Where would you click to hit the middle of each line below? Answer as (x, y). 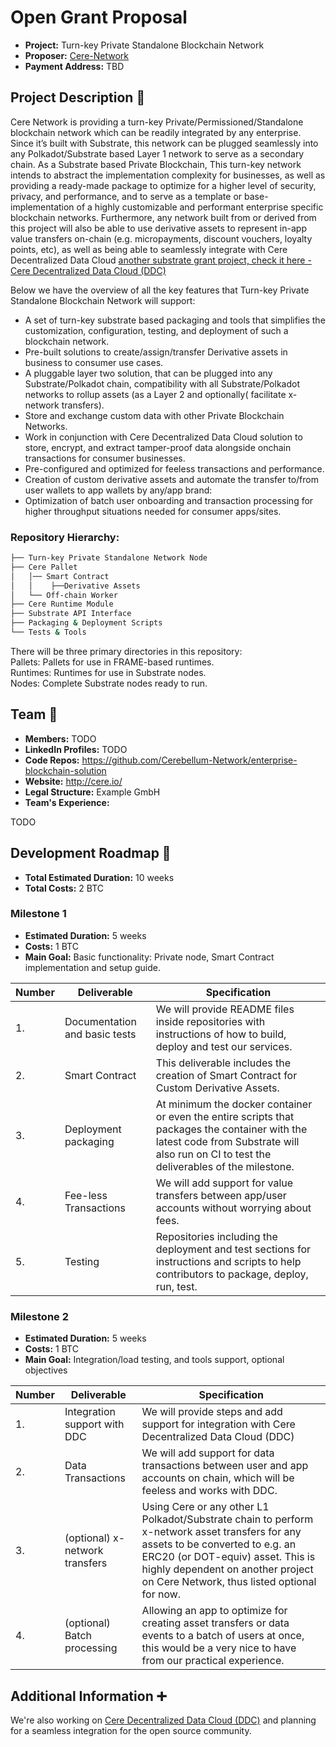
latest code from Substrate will (227, 1141)
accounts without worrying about (233, 1208)
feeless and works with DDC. (209, 1491)
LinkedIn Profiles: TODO (76, 749)
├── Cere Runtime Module (62, 604)
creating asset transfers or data (215, 1623)
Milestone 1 (38, 914)
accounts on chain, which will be (218, 1478)
